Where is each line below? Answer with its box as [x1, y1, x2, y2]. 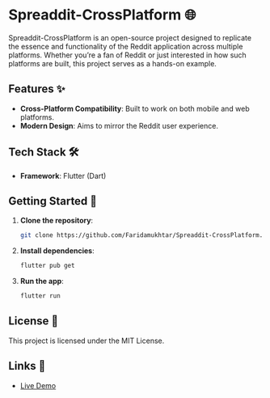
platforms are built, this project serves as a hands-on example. [8, 58, 217, 68]
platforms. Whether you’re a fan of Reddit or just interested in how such [8, 50, 247, 60]
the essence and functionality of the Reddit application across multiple [8, 41, 243, 51]
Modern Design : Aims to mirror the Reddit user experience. [19, 121, 218, 130]
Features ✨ [8, 83, 65, 96]
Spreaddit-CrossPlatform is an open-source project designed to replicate [8, 32, 252, 42]
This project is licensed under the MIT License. [8, 336, 165, 345]
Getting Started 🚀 [8, 194, 98, 208]
